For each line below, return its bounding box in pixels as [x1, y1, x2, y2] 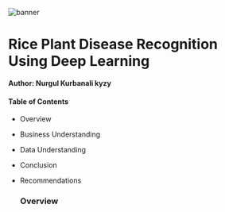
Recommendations [19, 175, 82, 186]
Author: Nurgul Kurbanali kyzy [8, 78, 111, 87]
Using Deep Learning [8, 52, 150, 71]
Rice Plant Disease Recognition [8, 36, 219, 53]
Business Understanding [19, 129, 101, 139]
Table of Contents [8, 96, 69, 106]
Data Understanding [19, 145, 86, 155]
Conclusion [19, 160, 57, 170]
